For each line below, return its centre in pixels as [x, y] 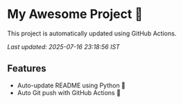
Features [27, 69]
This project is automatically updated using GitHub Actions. [92, 33]
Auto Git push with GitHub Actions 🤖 [69, 92]
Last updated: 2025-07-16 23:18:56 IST [63, 46]
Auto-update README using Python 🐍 [71, 85]
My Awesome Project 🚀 [75, 14]
